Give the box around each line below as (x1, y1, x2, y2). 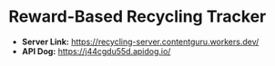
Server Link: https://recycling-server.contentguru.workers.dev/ (21, 36, 260, 47)
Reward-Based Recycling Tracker (8, 6, 267, 27)
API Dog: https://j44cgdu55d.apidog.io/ (21, 45, 171, 56)
